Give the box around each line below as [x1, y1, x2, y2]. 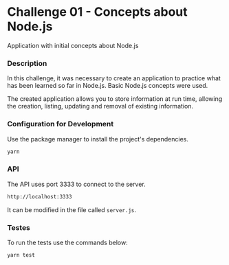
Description [7, 58, 47, 68]
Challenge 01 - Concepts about [7, 4, 188, 20]
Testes [7, 222, 31, 232]
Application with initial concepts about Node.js [7, 41, 139, 49]
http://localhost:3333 [7, 193, 72, 200]
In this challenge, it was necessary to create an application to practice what [7, 74, 221, 82]
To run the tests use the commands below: [7, 238, 129, 246]
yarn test [7, 251, 36, 258]
